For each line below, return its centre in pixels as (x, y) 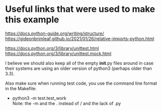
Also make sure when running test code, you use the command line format (81, 83)
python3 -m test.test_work (39, 98)
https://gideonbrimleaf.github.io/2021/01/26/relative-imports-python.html (80, 39)
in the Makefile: (21, 88)
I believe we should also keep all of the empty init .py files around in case (79, 63)
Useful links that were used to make (80, 9)
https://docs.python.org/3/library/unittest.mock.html (58, 54)
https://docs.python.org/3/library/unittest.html (52, 48)
